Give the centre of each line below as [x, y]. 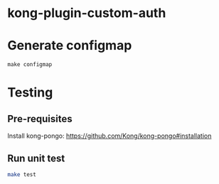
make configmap [30, 65]
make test [22, 174]
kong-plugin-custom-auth [87, 13]
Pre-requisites [40, 119]
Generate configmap [70, 46]
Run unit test [36, 158]
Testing [30, 93]
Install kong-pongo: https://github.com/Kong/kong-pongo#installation [109, 136]
